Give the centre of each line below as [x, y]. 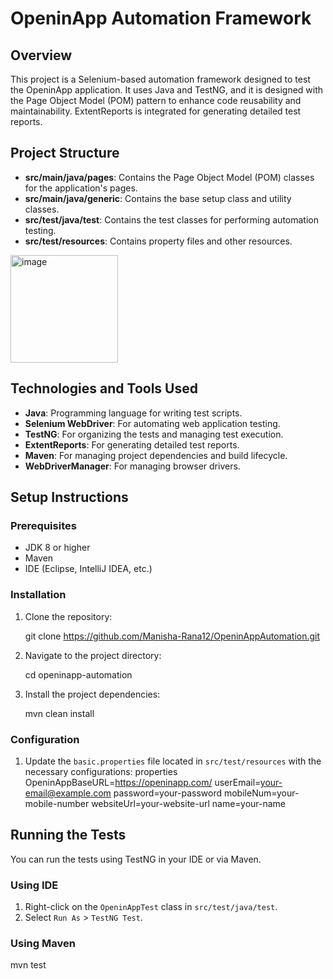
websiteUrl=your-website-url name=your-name [189, 803]
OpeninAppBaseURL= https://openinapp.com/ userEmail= [142, 782]
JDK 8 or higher [57, 548]
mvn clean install [59, 713]
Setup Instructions [69, 497]
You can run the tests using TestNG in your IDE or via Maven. [136, 859]
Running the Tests [68, 835]
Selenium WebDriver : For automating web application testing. [152, 423]
